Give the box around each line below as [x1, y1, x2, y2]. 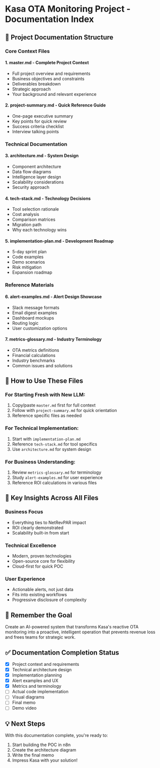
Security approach [12, 184, 50, 190]
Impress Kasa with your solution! [12, 757, 78, 763]
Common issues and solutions [12, 362, 73, 368]
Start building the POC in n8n [12, 742, 71, 748]
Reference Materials [5, 282, 54, 288]
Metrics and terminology [12, 683, 62, 689]
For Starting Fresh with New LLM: [5, 392, 86, 398]
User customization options [12, 325, 68, 331]
